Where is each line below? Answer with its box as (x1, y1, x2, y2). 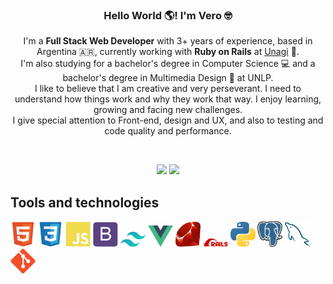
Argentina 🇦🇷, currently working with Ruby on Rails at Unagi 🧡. (36, 46, 300, 58)
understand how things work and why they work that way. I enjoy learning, (14, 93, 322, 105)
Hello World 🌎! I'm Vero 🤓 (103, 8, 233, 22)
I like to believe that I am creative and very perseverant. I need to (34, 83, 302, 95)
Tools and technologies (10, 194, 160, 211)
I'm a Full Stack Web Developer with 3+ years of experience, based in (23, 35, 313, 47)
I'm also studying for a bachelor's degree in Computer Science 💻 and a (20, 58, 316, 70)
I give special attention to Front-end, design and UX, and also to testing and (12, 114, 324, 127)
